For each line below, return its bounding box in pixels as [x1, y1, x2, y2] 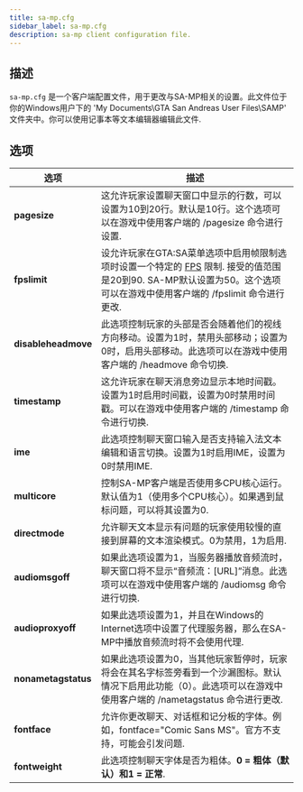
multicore [14, 490, 57, 502]
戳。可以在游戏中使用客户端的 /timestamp [100, 402, 278, 415]
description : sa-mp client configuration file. [9, 30, 192, 39]
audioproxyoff [14, 622, 77, 634]
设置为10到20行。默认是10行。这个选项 [100, 203, 272, 215]
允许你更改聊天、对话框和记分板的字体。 [100, 710, 273, 723]
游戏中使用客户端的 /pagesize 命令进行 [118, 216, 284, 228]
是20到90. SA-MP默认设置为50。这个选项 [100, 274, 281, 286]
